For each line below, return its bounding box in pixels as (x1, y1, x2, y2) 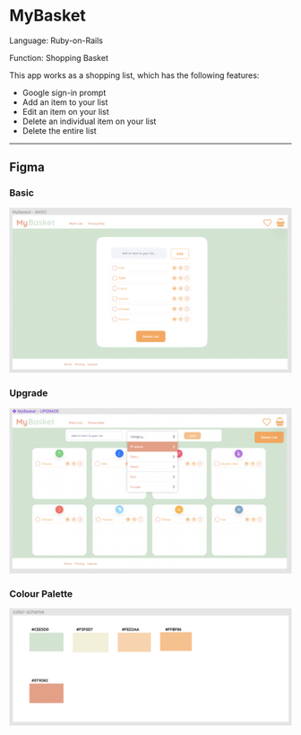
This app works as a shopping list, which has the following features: (9, 69, 260, 81)
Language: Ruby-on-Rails (9, 35, 103, 46)
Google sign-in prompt (21, 87, 107, 98)
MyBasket (9, 5, 87, 26)
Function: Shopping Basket (9, 52, 109, 63)
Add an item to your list (21, 96, 108, 108)
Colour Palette (9, 587, 73, 599)
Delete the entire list (21, 125, 97, 136)
